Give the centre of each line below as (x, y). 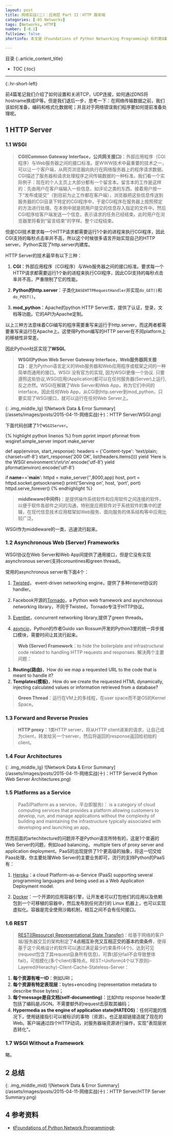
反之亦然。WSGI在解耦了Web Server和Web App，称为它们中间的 (86, 385)
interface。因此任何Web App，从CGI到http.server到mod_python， (88, 392)
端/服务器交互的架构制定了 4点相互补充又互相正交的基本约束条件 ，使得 (92, 942)
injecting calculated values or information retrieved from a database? (85, 687)
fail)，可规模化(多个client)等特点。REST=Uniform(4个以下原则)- (85, 961)
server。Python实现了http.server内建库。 (49, 244)
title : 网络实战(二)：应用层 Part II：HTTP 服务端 (56, 15)
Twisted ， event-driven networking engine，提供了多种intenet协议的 (85, 583)
